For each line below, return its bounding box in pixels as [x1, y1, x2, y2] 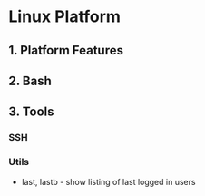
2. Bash [8, 73, 52, 88]
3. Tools [8, 104, 55, 120]
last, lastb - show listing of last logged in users [21, 176, 196, 187]
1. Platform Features [8, 43, 124, 58]
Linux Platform [8, 6, 122, 27]
